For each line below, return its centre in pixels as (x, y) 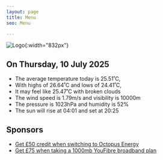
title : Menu (21, 17)
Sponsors (25, 130)
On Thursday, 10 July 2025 (58, 64)
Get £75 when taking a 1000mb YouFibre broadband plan (86, 150)
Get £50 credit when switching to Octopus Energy (77, 144)
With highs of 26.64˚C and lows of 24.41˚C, (68, 85)
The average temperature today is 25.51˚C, (68, 79)
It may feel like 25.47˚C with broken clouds (68, 91)
